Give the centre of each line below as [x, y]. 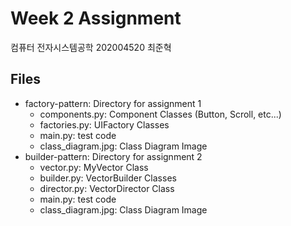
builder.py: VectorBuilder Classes [108, 178]
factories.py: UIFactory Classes [104, 124]
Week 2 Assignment [96, 18]
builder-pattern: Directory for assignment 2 [113, 156]
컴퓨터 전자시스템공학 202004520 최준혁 [91, 47]
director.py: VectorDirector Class [107, 188]
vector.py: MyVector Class [94, 167]
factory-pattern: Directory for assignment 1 [113, 103]
